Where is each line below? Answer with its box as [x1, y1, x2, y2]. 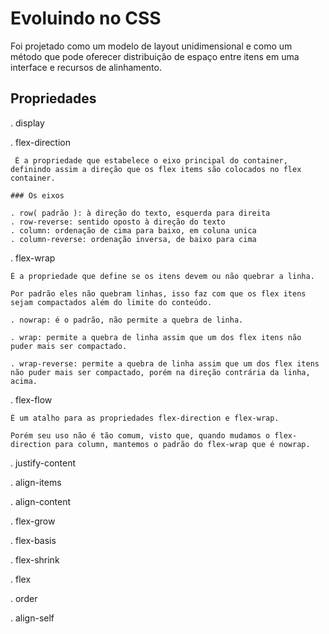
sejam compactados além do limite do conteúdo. [10, 297, 213, 307]
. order [10, 592, 38, 604]
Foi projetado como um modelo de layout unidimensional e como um [10, 40, 293, 52]
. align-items [10, 476, 62, 488]
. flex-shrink [10, 553, 60, 566]
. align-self [10, 612, 55, 624]
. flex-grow [10, 515, 56, 527]
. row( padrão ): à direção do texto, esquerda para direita [10, 208, 271, 218]
